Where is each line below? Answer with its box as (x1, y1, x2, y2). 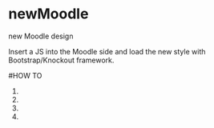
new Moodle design (8, 31, 74, 41)
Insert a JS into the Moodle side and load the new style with (8, 46, 206, 56)
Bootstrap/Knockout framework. (8, 55, 115, 65)
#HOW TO (8, 70, 42, 80)
